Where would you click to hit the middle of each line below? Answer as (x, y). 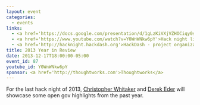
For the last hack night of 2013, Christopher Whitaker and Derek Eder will (96, 89)
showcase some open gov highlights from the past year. (75, 96)
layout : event (24, 12)
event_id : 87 (22, 61)
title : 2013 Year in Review (41, 50)
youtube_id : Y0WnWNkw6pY (37, 67)
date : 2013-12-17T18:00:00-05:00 (48, 56)
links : (14, 28)
